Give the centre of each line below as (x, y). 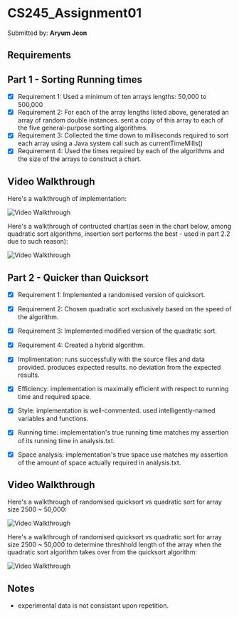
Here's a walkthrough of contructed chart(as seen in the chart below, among (119, 227)
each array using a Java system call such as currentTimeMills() (110, 143)
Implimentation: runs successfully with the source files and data (111, 359)
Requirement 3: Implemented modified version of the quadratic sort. (117, 331)
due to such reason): (38, 242)
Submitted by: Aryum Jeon (47, 33)
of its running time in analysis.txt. (66, 440)
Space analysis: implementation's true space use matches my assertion (123, 455)
